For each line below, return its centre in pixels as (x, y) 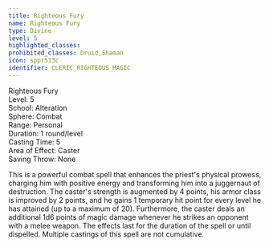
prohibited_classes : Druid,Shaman (66, 53)
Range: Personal (35, 124)
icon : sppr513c (34, 61)
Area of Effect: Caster (44, 150)
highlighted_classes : (45, 46)
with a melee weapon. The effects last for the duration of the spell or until (130, 225)
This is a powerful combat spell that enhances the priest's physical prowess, (135, 174)
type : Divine (30, 30)
